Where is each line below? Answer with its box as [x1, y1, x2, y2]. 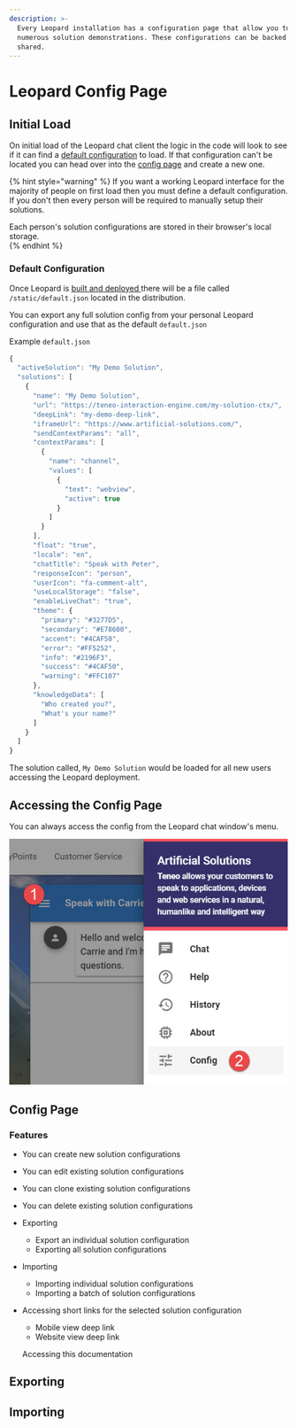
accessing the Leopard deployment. [9, 772, 141, 783]
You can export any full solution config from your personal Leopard [9, 309, 254, 320]
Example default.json [9, 336, 91, 346]
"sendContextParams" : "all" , [32, 429, 141, 438]
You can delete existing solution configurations [21, 1200, 194, 1211]
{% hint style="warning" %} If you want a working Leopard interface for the [9, 176, 285, 187]
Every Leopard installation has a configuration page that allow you [17, 23, 278, 33]
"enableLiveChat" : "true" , [32, 597, 133, 606]
